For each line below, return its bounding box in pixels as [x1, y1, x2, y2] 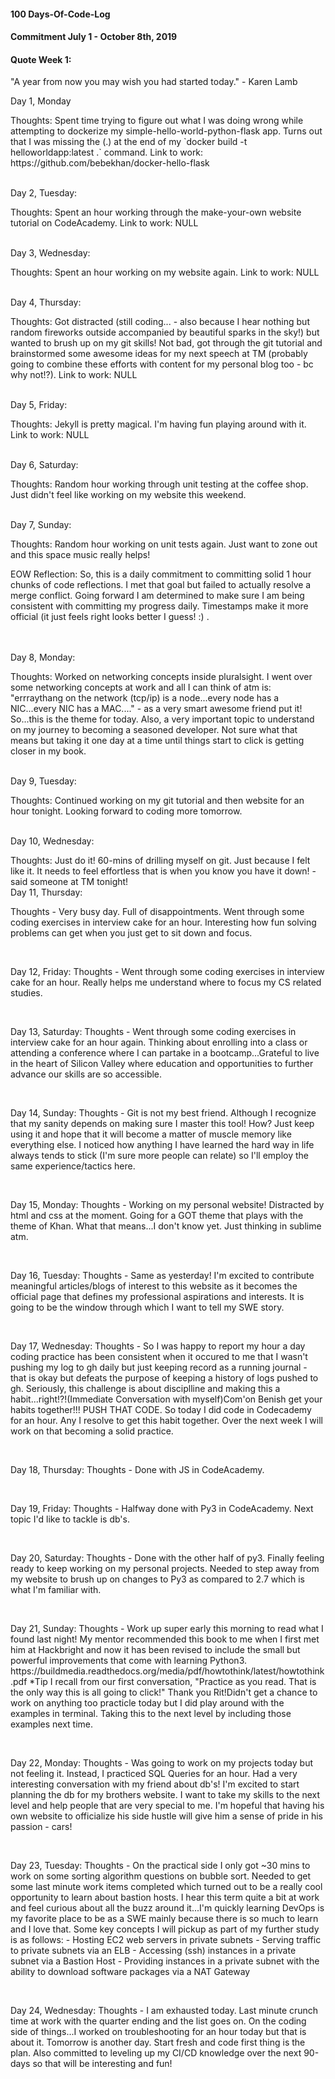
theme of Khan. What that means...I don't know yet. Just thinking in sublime [10, 1220, 322, 1232]
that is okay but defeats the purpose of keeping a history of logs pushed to [10, 1372, 319, 1384]
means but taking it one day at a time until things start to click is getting [10, 735, 305, 747]
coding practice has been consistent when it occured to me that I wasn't [10, 1351, 308, 1363]
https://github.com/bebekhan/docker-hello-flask [10, 157, 210, 169]
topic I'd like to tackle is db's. [10, 1513, 130, 1525]
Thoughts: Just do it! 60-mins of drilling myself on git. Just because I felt [10, 855, 311, 867]
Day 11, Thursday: [10, 886, 83, 899]
